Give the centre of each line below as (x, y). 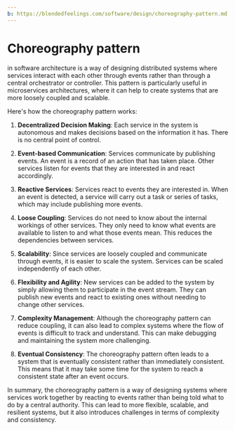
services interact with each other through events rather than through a (109, 75)
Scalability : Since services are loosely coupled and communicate (112, 254)
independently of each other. (59, 268)
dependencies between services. (66, 240)
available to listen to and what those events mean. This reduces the (115, 233)
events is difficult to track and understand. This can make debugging (117, 333)
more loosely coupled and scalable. (59, 97)
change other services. (51, 304)
